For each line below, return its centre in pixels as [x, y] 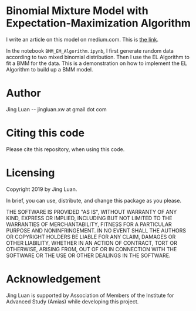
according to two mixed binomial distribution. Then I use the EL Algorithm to [98, 57]
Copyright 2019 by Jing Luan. [42, 189]
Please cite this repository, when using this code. [65, 149]
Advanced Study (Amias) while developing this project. [72, 301]
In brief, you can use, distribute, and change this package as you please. [94, 200]
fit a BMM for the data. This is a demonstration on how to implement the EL [97, 63]
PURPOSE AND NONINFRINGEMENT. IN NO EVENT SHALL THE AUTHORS [96, 230]
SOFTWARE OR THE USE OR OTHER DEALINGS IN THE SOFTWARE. [88, 255]
